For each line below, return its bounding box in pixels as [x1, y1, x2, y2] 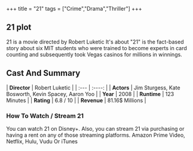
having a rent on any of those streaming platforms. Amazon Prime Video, [6, 131, 185, 138]
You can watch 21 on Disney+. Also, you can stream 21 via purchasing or [6, 125, 185, 132]
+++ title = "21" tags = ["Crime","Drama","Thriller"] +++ [6, 5, 142, 12]
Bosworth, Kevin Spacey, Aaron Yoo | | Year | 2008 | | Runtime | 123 [6, 90, 174, 97]
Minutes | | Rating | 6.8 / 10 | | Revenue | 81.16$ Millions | [6, 97, 146, 104]
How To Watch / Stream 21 [6, 112, 84, 120]
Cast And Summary [6, 68, 81, 78]
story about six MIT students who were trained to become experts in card [6, 44, 187, 51]
